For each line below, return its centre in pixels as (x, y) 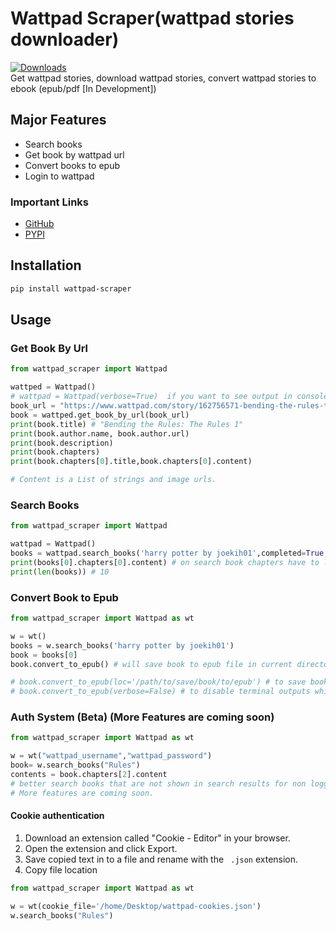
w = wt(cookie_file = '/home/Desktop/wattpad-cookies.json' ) (136, 906)
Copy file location (61, 869)
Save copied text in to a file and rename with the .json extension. (161, 859)
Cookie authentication (57, 816)
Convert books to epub (72, 165)
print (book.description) (62, 443)
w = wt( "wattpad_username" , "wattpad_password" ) (111, 756)
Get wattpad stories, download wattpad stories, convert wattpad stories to (163, 78)
